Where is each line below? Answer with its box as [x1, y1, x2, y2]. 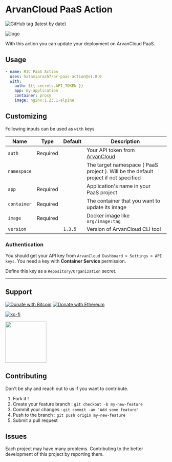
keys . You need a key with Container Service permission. [5, 258, 126, 264]
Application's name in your [86, 182, 151, 190]
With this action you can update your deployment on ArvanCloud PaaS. [5, 40, 155, 47]
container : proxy [14, 93, 52, 98]
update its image [86, 204, 127, 211]
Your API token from [86, 146, 135, 154]
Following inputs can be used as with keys [5, 125, 95, 132]
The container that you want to [86, 197, 160, 204]
